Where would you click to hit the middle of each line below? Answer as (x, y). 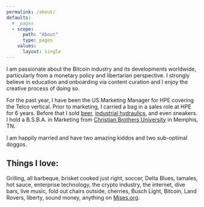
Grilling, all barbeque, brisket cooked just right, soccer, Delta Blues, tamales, (102, 178)
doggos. (17, 144)
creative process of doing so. (43, 88)
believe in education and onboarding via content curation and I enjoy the (97, 82)
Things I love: (33, 163)
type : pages (37, 40)
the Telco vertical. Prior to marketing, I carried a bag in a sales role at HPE (99, 107)
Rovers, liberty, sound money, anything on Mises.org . (73, 197)
